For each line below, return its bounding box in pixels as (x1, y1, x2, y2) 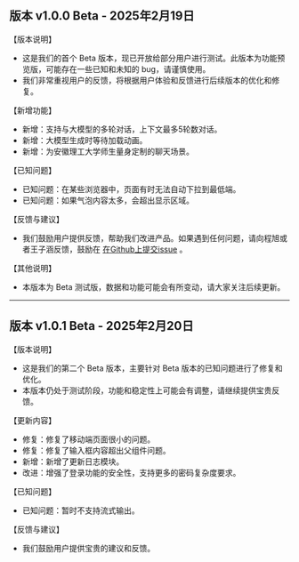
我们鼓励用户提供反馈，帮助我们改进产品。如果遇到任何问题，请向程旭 (21, 232, 280, 243)
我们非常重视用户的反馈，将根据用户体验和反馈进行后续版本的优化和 (21, 75, 272, 85)
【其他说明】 (9, 262, 56, 273)
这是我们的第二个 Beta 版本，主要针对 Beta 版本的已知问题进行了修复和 (21, 363, 283, 373)
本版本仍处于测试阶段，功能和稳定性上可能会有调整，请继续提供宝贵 (21, 385, 272, 396)
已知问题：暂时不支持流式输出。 (21, 505, 140, 516)
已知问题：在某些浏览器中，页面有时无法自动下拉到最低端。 (21, 183, 241, 194)
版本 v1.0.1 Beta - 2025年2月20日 (9, 318, 194, 333)
